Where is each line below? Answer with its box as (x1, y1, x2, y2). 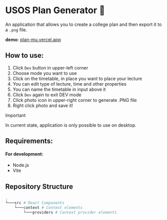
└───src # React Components (5, 200, 65, 206)
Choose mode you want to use (12, 70, 77, 76)
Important (5, 112, 26, 118)
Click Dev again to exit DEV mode (12, 91, 82, 98)
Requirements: (5, 137, 53, 145)
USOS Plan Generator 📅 (5, 5, 106, 16)
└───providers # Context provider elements (23, 210, 117, 215)
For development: (5, 151, 44, 157)
